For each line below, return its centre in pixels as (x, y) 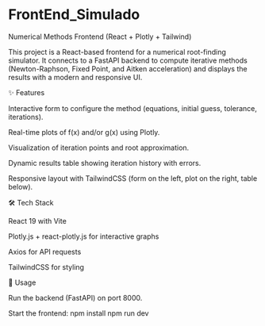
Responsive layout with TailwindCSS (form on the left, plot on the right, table (133, 178)
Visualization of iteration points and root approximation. (99, 148)
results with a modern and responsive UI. (75, 77)
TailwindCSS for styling (46, 267)
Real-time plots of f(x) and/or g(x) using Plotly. (84, 132)
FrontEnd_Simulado (74, 15)
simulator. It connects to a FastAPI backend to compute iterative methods (128, 60)
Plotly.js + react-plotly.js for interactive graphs (84, 236)
